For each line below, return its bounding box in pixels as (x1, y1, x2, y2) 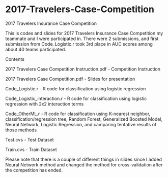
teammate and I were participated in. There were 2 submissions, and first (5, 35, 159, 42)
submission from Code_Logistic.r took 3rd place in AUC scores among (5, 41, 153, 47)
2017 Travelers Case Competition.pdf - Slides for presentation (5, 76, 135, 82)
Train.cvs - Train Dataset (5, 146, 57, 153)
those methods (5, 127, 37, 133)
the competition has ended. (5, 167, 63, 173)
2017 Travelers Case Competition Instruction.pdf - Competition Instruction (5, 66, 160, 72)
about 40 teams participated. (5, 46, 66, 52)
